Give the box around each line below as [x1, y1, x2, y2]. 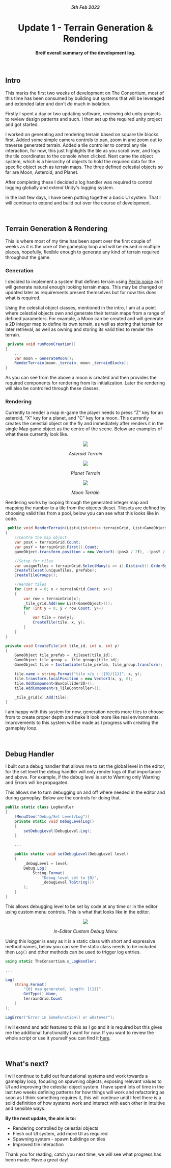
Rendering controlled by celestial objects [12, 1125, 99, 1131]
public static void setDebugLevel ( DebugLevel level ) [14, 851, 129, 856]
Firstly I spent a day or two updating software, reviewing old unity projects [5, 110, 161, 117]
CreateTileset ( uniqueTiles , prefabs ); [14, 568, 97, 573]
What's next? [5, 1059, 49, 1068]
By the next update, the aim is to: [5, 1115, 76, 1122]
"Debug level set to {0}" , [41, 875, 99, 880]
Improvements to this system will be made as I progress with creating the [5, 719, 159, 726]
